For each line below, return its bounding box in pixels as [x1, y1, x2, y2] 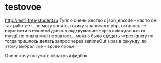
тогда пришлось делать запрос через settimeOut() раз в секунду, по [5, 38, 147, 44]
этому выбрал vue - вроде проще [5, 43, 75, 49]
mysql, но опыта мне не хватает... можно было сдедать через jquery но [5, 33, 154, 39]
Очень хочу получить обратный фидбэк [5, 52, 88, 58]
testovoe [5, 1, 42, 13]
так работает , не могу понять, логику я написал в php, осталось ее [5, 22, 147, 28]
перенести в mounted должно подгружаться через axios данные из [5, 28, 146, 33]
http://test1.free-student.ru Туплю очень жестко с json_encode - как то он [5, 17, 157, 23]
